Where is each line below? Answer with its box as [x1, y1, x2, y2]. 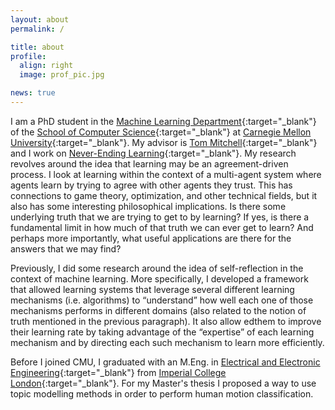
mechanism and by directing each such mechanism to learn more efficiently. [10, 336, 325, 348]
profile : [10, 51, 47, 61]
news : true [10, 88, 56, 98]
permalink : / [10, 24, 65, 34]
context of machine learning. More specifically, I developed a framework [10, 272, 309, 285]
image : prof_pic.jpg [19, 70, 105, 80]
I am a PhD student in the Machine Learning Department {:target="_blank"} [10, 115, 317, 127]
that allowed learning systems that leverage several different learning [10, 283, 295, 295]
